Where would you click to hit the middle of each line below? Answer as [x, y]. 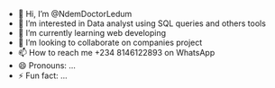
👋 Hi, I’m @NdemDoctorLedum [75, 14]
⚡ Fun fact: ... [42, 75]
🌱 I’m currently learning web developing [92, 33]
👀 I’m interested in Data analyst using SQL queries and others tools [142, 23]
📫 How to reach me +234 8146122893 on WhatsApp [116, 53]
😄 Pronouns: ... [47, 66]
